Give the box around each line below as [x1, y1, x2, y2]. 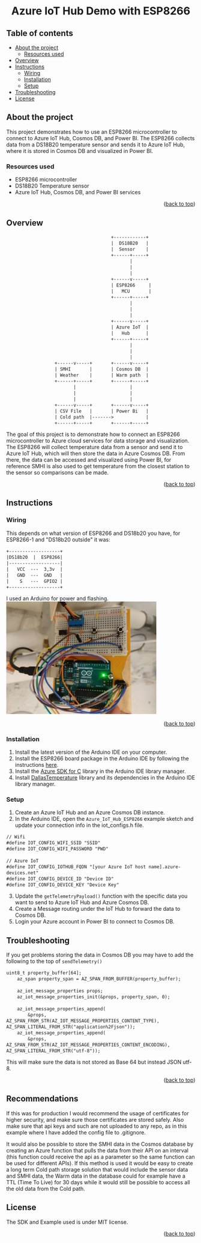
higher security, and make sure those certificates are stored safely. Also [6, 1116, 184, 1123]
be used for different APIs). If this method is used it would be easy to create [6, 1159, 193, 1167]
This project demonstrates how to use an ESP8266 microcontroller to [6, 128, 177, 136]
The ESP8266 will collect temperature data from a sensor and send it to [6, 443, 183, 450]
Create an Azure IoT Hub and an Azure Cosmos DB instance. [14, 809, 165, 816]
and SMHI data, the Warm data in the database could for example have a [6, 1172, 186, 1179]
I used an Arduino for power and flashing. [6, 595, 109, 602]
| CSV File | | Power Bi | [54, 408, 149, 414]
